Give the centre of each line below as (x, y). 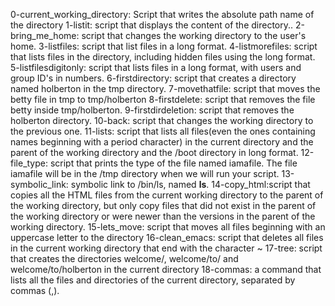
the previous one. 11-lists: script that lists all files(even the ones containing (163, 131)
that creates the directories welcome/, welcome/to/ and (124, 258)
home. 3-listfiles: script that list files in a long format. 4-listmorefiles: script (164, 46)
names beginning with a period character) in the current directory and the (162, 142)
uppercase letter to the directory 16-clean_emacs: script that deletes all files (167, 237)
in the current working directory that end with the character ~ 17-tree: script (166, 248)
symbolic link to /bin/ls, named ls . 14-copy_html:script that (190, 184)
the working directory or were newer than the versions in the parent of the (163, 216)
